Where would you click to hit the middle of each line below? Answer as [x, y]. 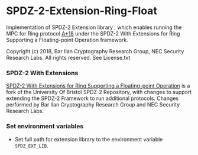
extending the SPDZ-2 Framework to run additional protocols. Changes [92, 98]
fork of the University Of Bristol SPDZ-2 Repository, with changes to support [99, 92]
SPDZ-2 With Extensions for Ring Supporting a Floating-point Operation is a [98, 86]
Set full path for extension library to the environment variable [89, 139]
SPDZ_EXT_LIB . [31, 146]
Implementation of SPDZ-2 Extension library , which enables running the [94, 27]
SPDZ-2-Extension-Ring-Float [82, 11]
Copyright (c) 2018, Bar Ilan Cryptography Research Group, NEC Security [95, 51]
